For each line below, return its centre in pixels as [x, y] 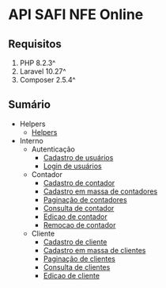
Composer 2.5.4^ [48, 80]
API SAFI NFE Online [76, 15]
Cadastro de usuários [78, 157]
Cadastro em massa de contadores [100, 191]
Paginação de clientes [79, 259]
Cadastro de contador [79, 182]
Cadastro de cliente [75, 242]
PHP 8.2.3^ [38, 63]
